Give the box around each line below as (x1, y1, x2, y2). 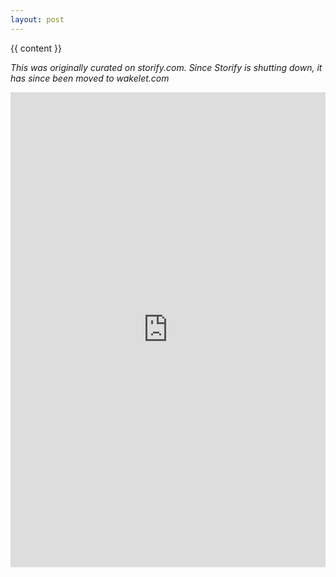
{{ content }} (10, 42, 62, 54)
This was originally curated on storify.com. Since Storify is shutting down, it (10, 61, 323, 73)
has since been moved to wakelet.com (10, 72, 170, 84)
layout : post (10, 14, 65, 25)
